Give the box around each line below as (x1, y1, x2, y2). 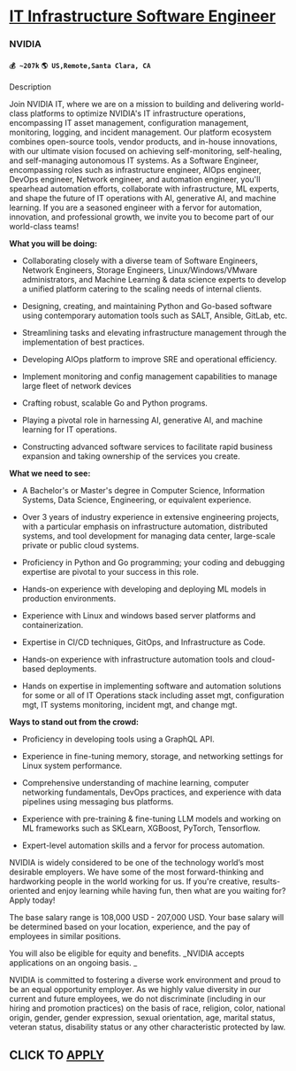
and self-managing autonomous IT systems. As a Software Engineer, (9, 155, 259, 166)
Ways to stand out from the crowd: (9, 717, 140, 727)
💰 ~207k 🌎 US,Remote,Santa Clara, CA (9, 61, 151, 70)
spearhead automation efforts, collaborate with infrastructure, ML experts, (9, 183, 280, 194)
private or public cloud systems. (21, 540, 140, 551)
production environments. (21, 594, 117, 604)
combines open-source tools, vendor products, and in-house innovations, (9, 136, 278, 147)
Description (9, 81, 51, 92)
